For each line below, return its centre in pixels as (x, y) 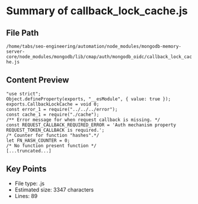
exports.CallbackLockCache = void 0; (53, 104)
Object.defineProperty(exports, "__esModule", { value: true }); (88, 99)
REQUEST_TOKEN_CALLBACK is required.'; (55, 130)
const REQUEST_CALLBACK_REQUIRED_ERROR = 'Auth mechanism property (91, 125)
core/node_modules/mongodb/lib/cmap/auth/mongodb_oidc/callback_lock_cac (99, 57)
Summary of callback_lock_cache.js (97, 11)
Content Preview (38, 80)
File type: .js (30, 183)
